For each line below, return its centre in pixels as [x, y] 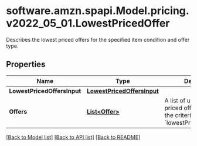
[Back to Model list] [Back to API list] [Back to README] [73, 137]
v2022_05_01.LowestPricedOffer [88, 23]
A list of [175, 100]
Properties [26, 64]
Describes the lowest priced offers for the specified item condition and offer [98, 39]
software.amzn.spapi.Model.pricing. [98, 11]
